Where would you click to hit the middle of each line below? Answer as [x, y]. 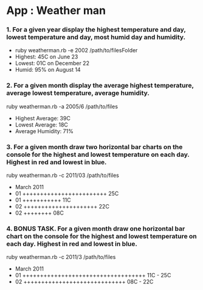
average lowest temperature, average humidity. [78, 93]
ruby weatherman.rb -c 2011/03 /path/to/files [63, 175]
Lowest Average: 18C [42, 125]
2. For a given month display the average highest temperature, [100, 86]
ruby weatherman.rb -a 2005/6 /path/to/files [62, 106]
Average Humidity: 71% [44, 131]
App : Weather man [56, 11]
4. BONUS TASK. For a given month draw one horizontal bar [96, 229]
